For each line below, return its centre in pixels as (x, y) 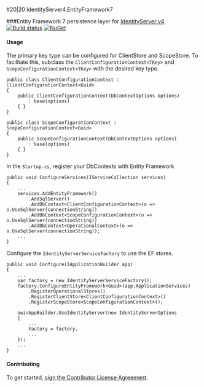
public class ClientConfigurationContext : (63, 80)
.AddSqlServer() (49, 199)
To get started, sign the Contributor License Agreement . (77, 378)
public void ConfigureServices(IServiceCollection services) (86, 178)
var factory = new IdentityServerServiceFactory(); (85, 281)
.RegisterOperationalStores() (67, 291)
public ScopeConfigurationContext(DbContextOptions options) (97, 139)
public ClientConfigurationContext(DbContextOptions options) (99, 96)
